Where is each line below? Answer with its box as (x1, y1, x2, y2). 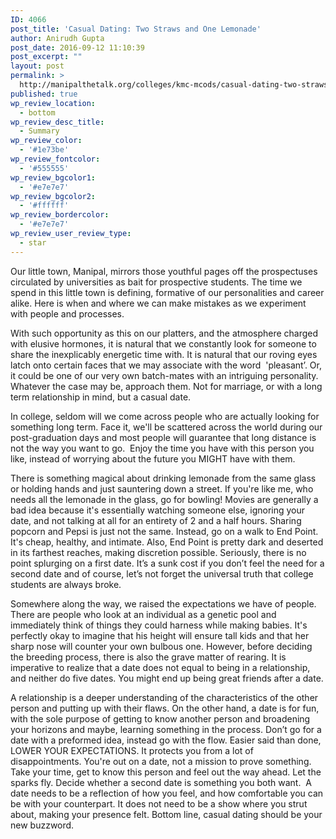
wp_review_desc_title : (10, 117, 105, 127)
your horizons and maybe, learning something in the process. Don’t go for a (10, 723, 322, 735)
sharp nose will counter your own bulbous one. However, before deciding (10, 640, 313, 652)
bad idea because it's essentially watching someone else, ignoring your (10, 504, 306, 516)
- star (19, 237, 47, 248)
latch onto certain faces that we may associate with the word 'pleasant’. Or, (10, 359, 322, 371)
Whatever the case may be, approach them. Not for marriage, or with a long (10, 380, 323, 392)
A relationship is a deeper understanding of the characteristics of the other (10, 691, 319, 703)
